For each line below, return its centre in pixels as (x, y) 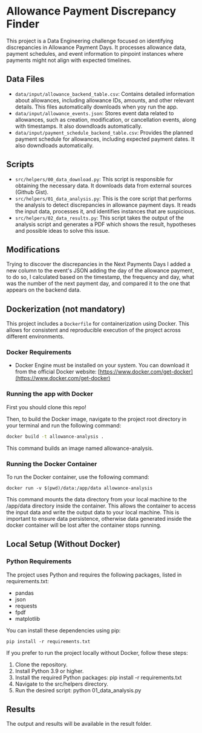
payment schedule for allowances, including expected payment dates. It (105, 139)
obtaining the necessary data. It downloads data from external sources (103, 186)
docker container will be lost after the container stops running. (84, 525)
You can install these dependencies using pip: (64, 630)
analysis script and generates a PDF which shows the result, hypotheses (106, 224)
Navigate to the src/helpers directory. (62, 684)
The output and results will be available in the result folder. (79, 724)
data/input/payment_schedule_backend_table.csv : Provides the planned (104, 132)
